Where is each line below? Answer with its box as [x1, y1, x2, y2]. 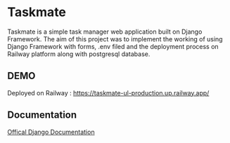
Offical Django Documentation [7, 128, 95, 136]
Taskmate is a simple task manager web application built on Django [7, 27, 203, 36]
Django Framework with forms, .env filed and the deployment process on [7, 42, 219, 50]
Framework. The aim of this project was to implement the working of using [7, 34, 223, 43]
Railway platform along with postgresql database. [7, 50, 151, 58]
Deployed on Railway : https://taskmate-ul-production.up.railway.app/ [7, 88, 210, 97]
